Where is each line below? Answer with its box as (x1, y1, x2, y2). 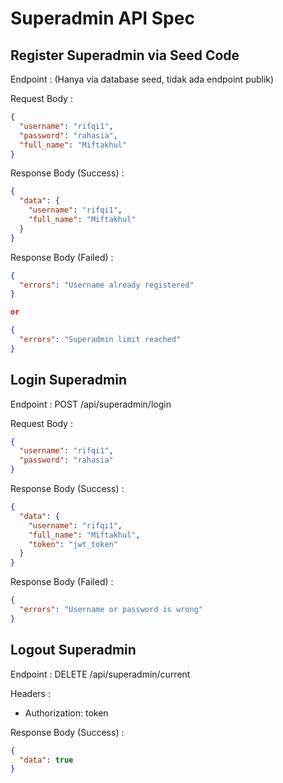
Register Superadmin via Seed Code (10, 47, 240, 64)
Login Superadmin (10, 372, 127, 389)
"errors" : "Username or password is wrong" (19, 605, 203, 615)
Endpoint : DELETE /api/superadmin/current (10, 668, 191, 680)
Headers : (10, 687, 51, 699)
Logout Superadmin (10, 642, 137, 659)
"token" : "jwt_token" (28, 539, 118, 549)
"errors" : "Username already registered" (19, 280, 195, 290)
